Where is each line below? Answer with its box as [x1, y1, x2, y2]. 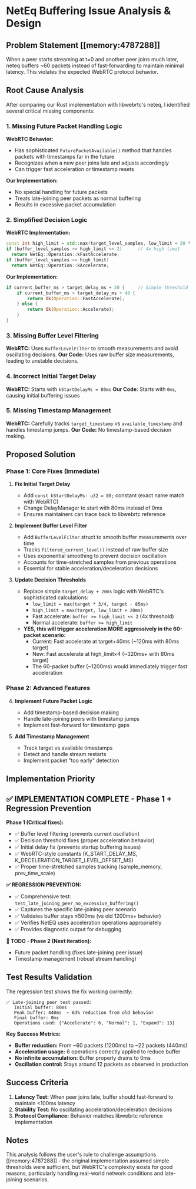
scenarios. [23, 1176, 49, 1183]
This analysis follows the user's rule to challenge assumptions [6, 1151, 157, 1158]
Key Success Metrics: [6, 1030, 61, 1037]
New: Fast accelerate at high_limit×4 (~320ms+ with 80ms [32, 651, 175, 658]
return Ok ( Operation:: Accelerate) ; [27, 307, 115, 313]
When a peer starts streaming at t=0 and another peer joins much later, [6, 56, 178, 63]
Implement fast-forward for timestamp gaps [23, 721, 130, 728]
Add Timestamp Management [14, 733, 89, 740]
